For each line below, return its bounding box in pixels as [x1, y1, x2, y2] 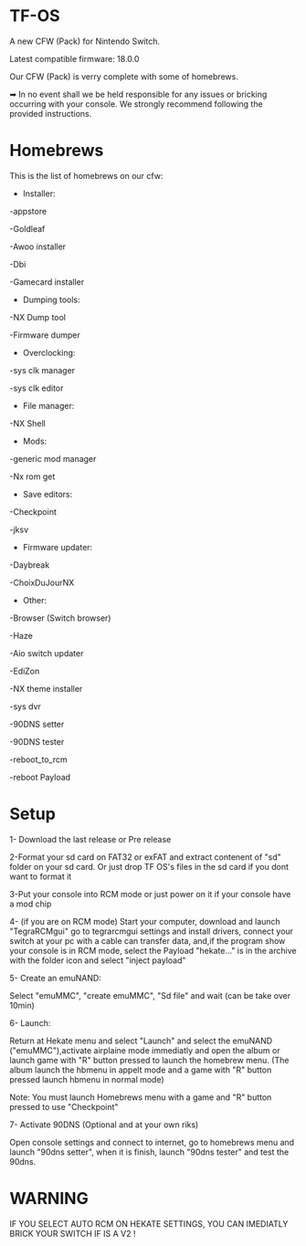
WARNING [9, 1188, 89, 1209]
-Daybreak [9, 559, 50, 571]
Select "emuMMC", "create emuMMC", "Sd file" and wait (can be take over [9, 989, 290, 1000]
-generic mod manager [9, 453, 97, 464]
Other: [22, 594, 47, 605]
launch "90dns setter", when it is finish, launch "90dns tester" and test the [9, 1147, 290, 1157]
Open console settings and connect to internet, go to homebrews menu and [9, 1136, 295, 1147]
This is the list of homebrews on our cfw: [9, 170, 164, 181]
